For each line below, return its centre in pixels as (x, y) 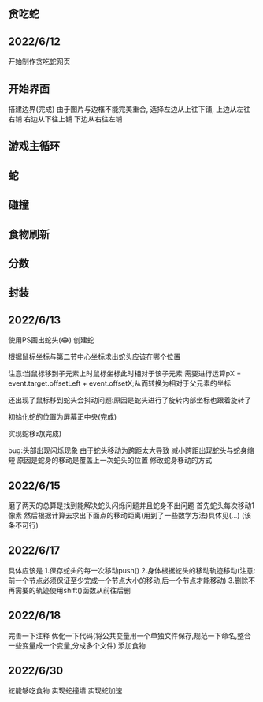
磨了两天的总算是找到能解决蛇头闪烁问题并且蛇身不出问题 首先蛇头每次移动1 (131, 505)
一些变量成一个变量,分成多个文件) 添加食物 (77, 645)
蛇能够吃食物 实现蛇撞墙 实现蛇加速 (65, 691)
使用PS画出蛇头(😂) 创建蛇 (51, 340)
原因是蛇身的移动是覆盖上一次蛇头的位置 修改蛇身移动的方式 (115, 461)
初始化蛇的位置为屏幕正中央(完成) (63, 417)
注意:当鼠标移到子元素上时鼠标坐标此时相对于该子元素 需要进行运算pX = (125, 374)
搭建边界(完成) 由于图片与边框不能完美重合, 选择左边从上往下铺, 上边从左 (126, 110)
